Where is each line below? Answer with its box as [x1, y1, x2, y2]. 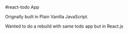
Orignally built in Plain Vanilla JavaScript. [5, 14, 88, 19]
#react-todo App [5, 4, 40, 10]
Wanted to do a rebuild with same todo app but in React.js [5, 23, 124, 29]
